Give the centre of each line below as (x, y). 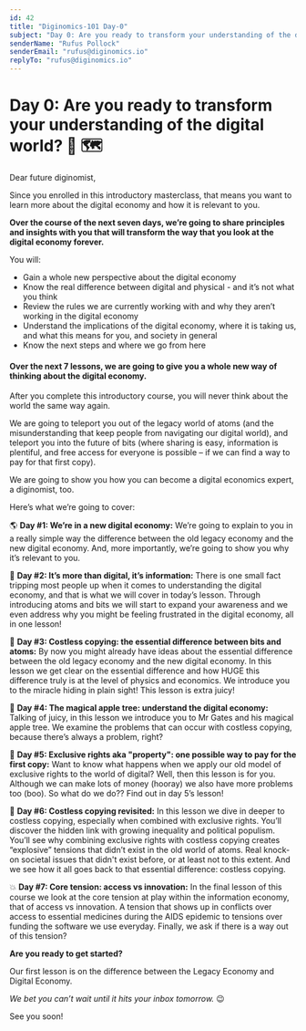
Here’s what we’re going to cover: (72, 507)
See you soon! (36, 1016)
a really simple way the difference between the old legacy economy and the (152, 538)
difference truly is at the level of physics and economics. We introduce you (149, 681)
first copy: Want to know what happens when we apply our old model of (146, 765)
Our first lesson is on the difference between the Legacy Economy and (142, 972)
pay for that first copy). (53, 463)
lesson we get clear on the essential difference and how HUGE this (135, 671)
